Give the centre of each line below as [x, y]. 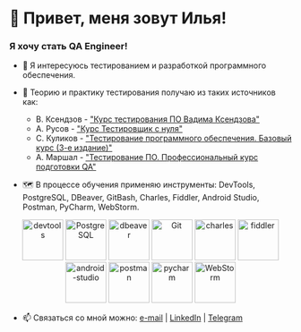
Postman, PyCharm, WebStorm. [81, 207]
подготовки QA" [66, 167]
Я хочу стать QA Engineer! [69, 47]
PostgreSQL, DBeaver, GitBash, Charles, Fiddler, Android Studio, [141, 198]
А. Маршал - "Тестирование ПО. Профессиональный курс [147, 157]
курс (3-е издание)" [74, 148]
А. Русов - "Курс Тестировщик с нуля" [109, 129]
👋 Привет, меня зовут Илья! [118, 18]
